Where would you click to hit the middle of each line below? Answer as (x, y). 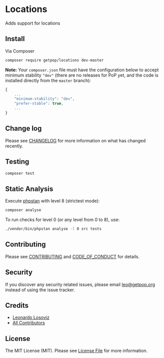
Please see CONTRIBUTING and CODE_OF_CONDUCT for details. (72, 256)
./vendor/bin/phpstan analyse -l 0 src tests (53, 229)
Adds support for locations (33, 23)
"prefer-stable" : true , (39, 104)
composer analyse (23, 210)
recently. (14, 146)
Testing (17, 162)
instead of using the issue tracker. (40, 290)
